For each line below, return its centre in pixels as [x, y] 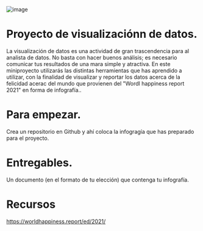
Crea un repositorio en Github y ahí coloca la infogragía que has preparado [100, 131]
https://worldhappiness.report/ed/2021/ [56, 221]
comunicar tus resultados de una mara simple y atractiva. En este [88, 64]
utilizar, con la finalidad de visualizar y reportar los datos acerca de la [94, 77]
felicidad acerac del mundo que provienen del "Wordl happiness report [95, 83]
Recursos [31, 204]
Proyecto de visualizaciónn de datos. [102, 34]
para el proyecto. [28, 138]
